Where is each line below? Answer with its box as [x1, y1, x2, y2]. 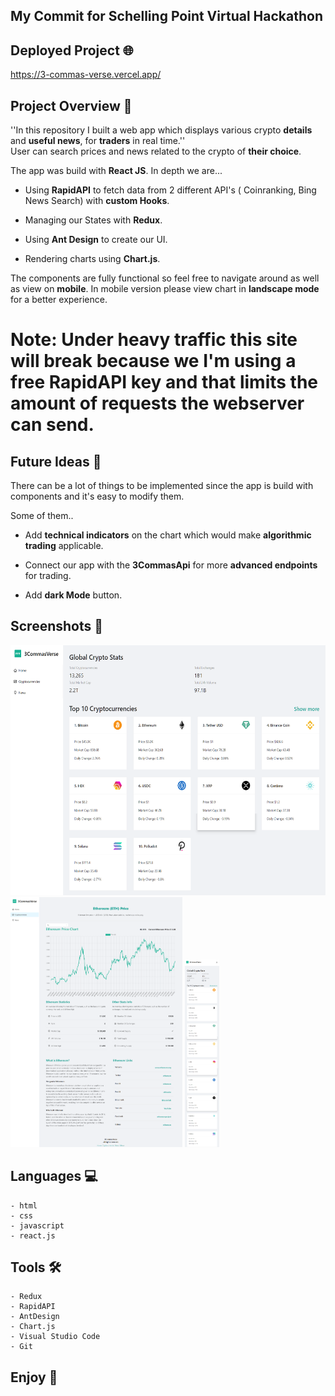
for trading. [24, 570, 72, 582]
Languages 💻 [10, 1168, 98, 1185]
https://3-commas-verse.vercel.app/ [10, 69, 162, 81]
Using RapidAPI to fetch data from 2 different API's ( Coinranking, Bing [24, 184, 317, 196]
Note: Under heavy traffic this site [10, 329, 298, 351]
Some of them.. [10, 510, 74, 522]
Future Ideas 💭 [10, 453, 102, 470]
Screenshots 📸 [10, 618, 104, 635]
